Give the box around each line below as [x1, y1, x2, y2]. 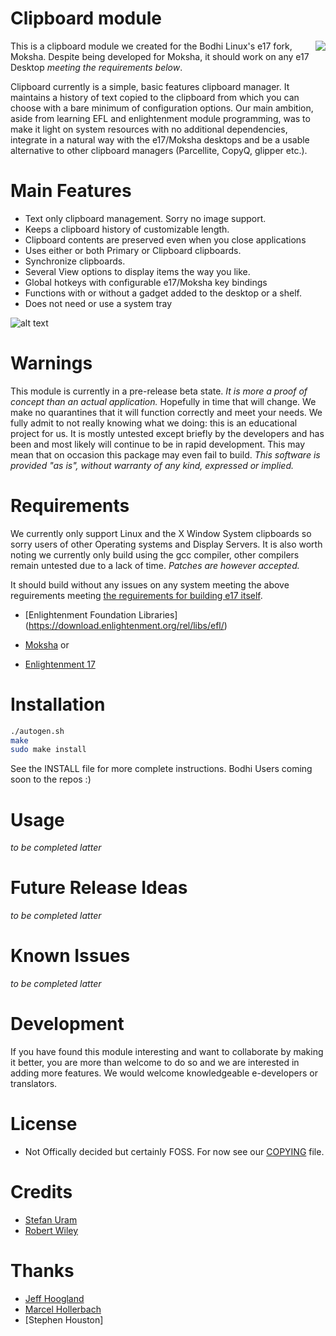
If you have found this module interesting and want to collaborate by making [10, 1046, 324, 1058]
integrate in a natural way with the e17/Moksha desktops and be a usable [10, 133, 310, 146]
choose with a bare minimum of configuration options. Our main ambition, [10, 102, 314, 114]
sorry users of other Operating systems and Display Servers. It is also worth [10, 538, 323, 550]
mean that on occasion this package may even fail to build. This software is [10, 448, 321, 461]
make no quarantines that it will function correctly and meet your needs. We [10, 406, 323, 418]
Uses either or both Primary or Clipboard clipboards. [24, 244, 242, 256]
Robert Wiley [24, 1224, 79, 1236]
